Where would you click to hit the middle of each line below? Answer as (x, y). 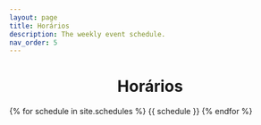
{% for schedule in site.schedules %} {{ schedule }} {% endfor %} (131, 112)
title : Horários (39, 26)
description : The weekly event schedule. (88, 34)
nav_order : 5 (34, 42)
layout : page (34, 17)
